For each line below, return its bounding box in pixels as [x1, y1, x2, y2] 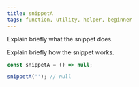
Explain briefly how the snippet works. [7, 48, 114, 56]
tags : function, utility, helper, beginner [7, 16, 133, 23]
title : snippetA [7, 10, 53, 17]
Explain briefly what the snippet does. [7, 35, 113, 43]
